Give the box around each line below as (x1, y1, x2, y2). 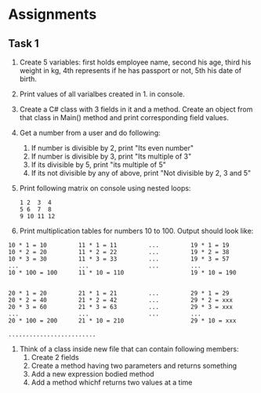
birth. (19, 75, 38, 83)
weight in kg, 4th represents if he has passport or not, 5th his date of (19, 66, 242, 75)
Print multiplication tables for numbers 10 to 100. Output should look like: (19, 226, 254, 235)
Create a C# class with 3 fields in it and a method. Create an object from (19, 104, 253, 114)
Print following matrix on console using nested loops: (19, 184, 191, 193)
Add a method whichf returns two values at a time (31, 378, 193, 387)
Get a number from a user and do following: (19, 128, 161, 137)
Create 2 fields (31, 353, 80, 362)
